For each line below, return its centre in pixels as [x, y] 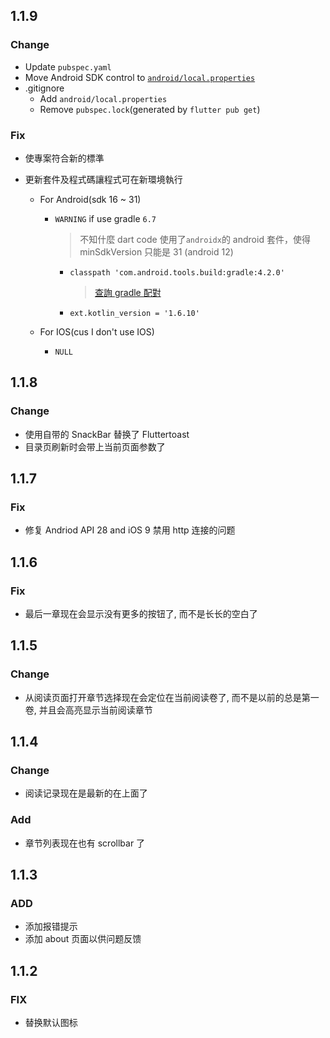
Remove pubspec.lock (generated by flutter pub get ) [150, 109]
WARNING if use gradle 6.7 [105, 218]
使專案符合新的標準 [64, 158]
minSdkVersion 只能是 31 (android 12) [156, 251]
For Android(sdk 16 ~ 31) [90, 199]
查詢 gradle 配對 [128, 292]
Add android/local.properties [103, 98]
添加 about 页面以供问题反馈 [83, 939]
